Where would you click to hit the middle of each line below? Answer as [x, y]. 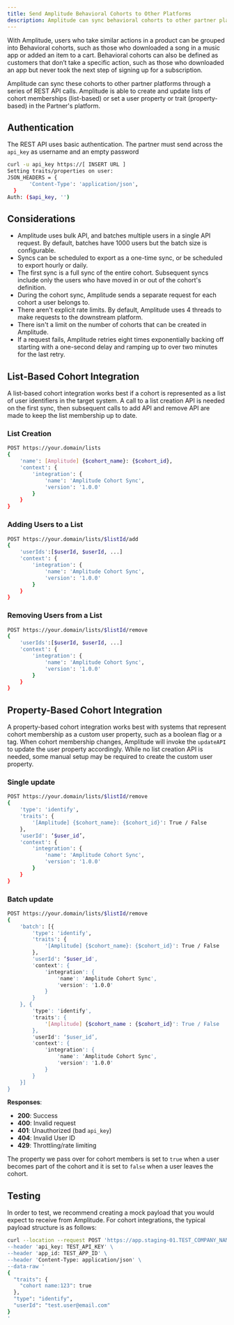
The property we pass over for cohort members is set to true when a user [113, 1159]
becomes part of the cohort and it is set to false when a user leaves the [110, 1166]
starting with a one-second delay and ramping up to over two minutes [117, 347]
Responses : [25, 1102]
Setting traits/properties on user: [60, 171]
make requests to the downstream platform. [80, 317]
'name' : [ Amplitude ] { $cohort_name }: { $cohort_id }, [96, 461]
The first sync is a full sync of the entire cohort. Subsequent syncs [113, 273]
